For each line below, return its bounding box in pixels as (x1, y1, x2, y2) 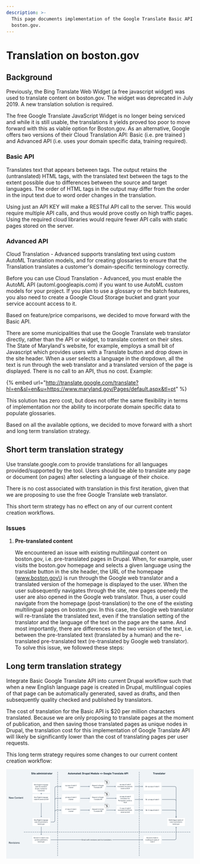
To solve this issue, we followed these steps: (14, 644, 124, 651)
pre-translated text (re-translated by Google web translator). (40, 638, 189, 645)
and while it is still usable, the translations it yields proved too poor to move (6, 119, 190, 126)
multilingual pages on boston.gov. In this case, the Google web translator (14, 606, 194, 614)
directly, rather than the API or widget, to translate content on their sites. (6, 336, 183, 343)
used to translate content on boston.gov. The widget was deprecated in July (6, 94, 193, 101)
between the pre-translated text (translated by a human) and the (14, 631, 173, 639)
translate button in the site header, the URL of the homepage (14, 568, 164, 575)
